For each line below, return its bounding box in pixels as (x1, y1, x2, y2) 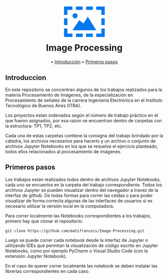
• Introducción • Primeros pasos (51, 59, 118, 65)
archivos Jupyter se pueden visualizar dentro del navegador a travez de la (5, 187, 158, 193)
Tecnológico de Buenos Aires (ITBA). (5, 102, 82, 108)
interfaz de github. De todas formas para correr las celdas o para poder (5, 192, 153, 198)
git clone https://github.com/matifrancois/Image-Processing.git (5, 228, 144, 233)
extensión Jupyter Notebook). (5, 253, 67, 259)
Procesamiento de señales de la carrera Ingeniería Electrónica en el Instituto (5, 97, 163, 103)
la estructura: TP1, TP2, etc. (5, 123, 63, 129)
